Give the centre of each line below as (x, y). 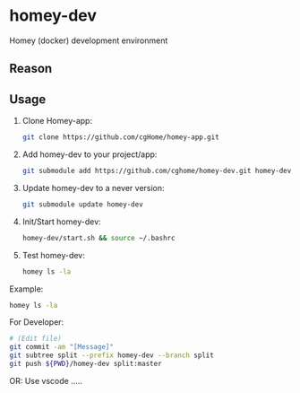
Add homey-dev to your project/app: (90, 154)
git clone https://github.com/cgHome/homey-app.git (120, 137)
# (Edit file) (36, 339)
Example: (26, 289)
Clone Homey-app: (57, 121)
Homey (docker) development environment (89, 40)
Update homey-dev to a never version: (93, 188)
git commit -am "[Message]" (62, 347)
